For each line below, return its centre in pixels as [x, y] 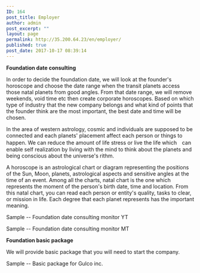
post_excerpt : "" [28, 28]
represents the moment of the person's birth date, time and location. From [97, 186]
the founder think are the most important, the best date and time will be [94, 111]
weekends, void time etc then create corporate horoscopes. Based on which [100, 98]
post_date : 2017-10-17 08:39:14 [46, 51]
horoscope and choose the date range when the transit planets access [93, 86]
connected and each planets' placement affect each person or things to [94, 135]
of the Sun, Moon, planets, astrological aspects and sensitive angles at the [98, 174]
